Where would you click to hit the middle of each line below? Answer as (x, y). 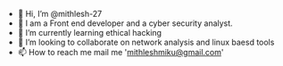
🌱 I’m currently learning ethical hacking (90, 33)
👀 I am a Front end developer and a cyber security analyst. (125, 23)
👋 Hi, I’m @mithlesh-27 (60, 14)
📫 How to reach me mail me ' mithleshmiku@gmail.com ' (121, 52)
